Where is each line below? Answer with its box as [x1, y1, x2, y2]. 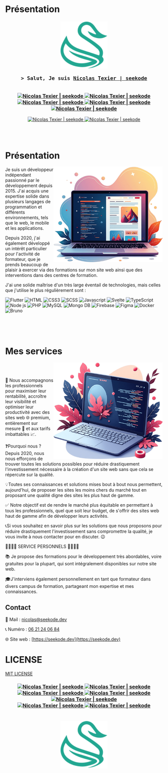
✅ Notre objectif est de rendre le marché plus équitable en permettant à [5, 502, 153, 508]
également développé [5, 240, 50, 246]
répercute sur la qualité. [5, 472, 54, 478]
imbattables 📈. [5, 431, 36, 437]
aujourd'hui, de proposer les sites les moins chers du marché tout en [5, 487, 146, 493]
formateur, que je [5, 256, 41, 262]
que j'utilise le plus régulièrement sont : [5, 287, 86, 293]
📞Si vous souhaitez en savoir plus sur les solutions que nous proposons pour [5, 523, 162, 529]
